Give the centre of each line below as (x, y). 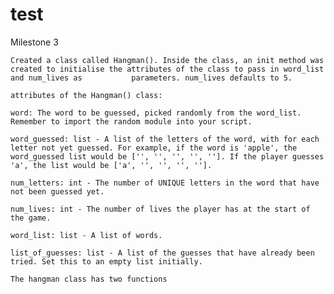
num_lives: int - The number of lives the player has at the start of (160, 209)
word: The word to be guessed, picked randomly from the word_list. (156, 113)
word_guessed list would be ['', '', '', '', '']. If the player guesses (167, 156)
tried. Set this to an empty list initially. (106, 261)
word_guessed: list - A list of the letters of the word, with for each (165, 139)
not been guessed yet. (57, 191)
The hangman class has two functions (89, 279)
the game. (31, 218)
